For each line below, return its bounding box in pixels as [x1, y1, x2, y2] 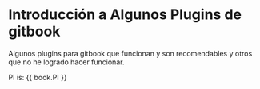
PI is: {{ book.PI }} [8, 72, 67, 82]
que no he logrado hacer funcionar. [8, 57, 125, 67]
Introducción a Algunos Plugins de [8, 6, 242, 24]
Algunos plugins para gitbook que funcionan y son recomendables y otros [8, 48, 253, 58]
